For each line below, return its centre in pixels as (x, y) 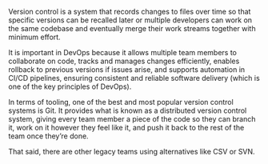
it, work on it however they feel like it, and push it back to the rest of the (126, 128)
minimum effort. (35, 37)
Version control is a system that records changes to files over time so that (130, 12)
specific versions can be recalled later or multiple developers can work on (130, 20)
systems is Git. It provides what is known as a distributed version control (128, 110)
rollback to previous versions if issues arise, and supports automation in (127, 70)
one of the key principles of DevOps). (70, 86)
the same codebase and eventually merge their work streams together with (132, 28)
